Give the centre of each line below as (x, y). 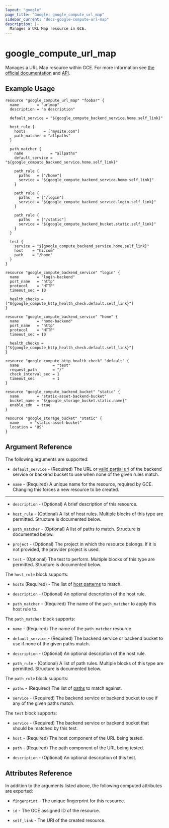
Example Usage (30, 89)
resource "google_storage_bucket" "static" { (54, 418)
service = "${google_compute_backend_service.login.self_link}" (87, 202)
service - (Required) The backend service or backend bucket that (81, 723)
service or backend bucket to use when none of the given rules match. (86, 474)
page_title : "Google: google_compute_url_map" (55, 15)
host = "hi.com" (35, 250)
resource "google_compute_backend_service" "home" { (62, 317)
